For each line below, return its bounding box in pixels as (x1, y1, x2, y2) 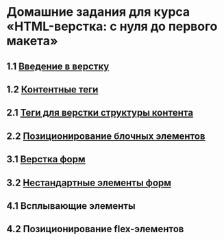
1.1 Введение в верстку (6, 60, 110, 72)
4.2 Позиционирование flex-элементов (6, 223, 184, 235)
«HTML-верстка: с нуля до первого (6, 18, 218, 34)
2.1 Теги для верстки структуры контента (6, 107, 193, 118)
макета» (6, 34, 59, 49)
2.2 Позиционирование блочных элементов (6, 130, 206, 142)
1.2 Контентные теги (6, 84, 99, 95)
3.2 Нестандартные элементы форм (6, 177, 172, 188)
